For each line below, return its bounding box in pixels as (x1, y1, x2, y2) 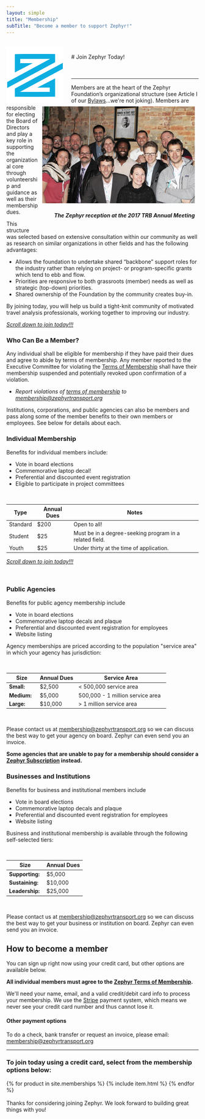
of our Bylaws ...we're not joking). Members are (71, 97, 189, 104)
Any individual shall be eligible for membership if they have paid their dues (6, 350, 194, 358)
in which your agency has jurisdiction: (6, 649, 102, 656)
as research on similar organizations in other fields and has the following (6, 239, 189, 247)
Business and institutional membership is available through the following (6, 829, 188, 837)
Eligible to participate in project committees (15, 480, 125, 487)
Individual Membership (6, 435, 76, 443)
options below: (6, 1066, 52, 1074)
